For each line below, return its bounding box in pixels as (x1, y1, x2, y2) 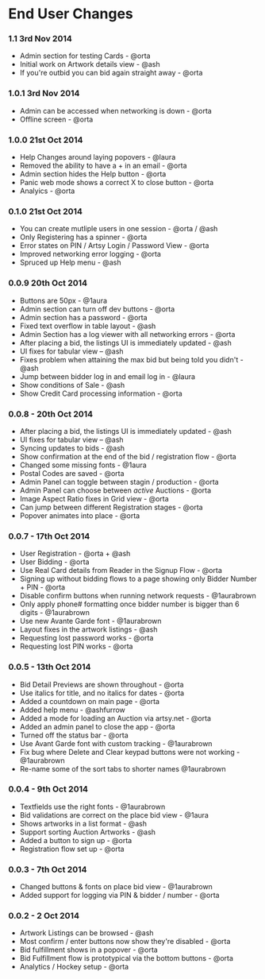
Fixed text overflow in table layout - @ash (19, 321, 156, 331)
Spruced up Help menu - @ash (19, 257, 121, 267)
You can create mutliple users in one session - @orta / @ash (19, 224, 218, 234)
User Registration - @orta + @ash (19, 549, 131, 559)
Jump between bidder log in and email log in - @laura (19, 371, 196, 381)
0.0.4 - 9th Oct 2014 (8, 784, 89, 795)
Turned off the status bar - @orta (19, 730, 129, 740)
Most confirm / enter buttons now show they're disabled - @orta (19, 937, 231, 946)
